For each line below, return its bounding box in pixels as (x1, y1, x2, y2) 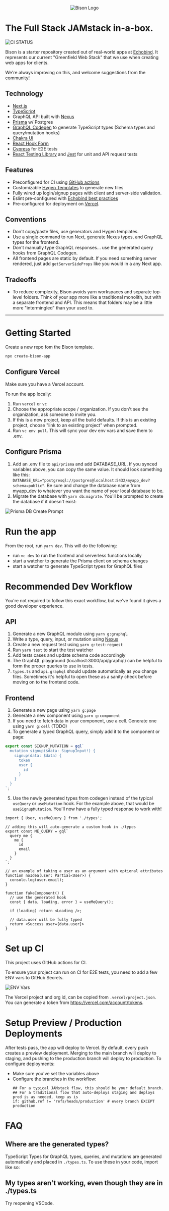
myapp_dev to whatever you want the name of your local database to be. (12, 488, 164, 494)
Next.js (12, 102, 28, 109)
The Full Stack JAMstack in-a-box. (5, 23, 153, 34)
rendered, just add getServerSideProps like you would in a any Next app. (12, 260, 162, 267)
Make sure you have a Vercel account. (5, 381, 84, 387)
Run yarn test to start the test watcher (12, 647, 94, 653)
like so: (5, 1164, 20, 1170)
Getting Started (5, 327, 71, 339)
